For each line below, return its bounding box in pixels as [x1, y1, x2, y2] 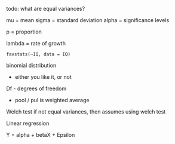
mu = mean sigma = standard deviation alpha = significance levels [6, 17, 170, 23]
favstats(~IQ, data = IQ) [6, 51, 70, 57]
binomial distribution [6, 62, 57, 69]
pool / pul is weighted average [14, 97, 90, 103]
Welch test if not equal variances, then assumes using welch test [6, 108, 166, 115]
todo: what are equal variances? [6, 5, 85, 12]
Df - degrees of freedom [6, 85, 67, 92]
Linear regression [6, 120, 50, 127]
